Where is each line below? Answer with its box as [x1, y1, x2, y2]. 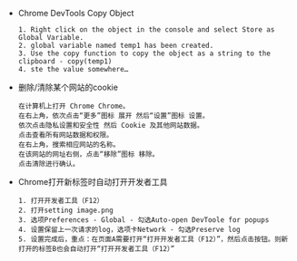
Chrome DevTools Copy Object [17, 8, 134, 18]
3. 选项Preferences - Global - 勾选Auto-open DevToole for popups [17, 216, 270, 225]
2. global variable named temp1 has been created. [17, 41, 214, 50]
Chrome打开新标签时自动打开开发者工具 [17, 177, 168, 187]
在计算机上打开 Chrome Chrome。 [17, 101, 130, 111]
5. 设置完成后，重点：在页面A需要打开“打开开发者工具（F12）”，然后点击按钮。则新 [17, 235, 289, 244]
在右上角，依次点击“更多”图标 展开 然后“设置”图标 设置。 [17, 111, 210, 121]
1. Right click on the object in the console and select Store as [17, 25, 275, 34]
